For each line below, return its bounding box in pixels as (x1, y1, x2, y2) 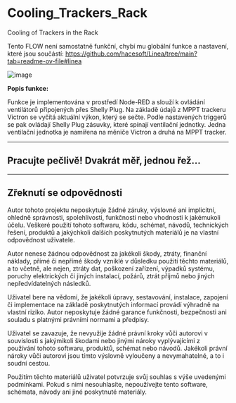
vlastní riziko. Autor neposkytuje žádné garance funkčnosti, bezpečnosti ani (7, 308, 227, 316)
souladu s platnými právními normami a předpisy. (7, 315, 150, 323)
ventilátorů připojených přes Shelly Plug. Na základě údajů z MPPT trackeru (7, 105, 226, 113)
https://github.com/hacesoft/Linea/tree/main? (65, 49, 198, 58)
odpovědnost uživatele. (7, 235, 75, 244)
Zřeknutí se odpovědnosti (7, 187, 123, 199)
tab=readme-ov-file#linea (7, 56, 82, 65)
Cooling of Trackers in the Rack (7, 28, 98, 37)
